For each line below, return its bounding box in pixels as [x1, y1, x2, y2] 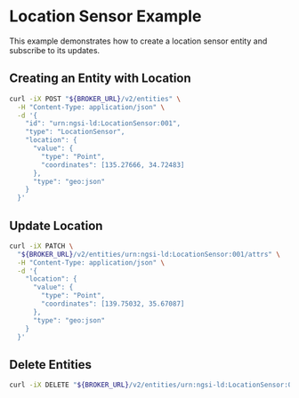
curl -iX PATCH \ [9, 242, 74, 251]
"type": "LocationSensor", [25, 127, 125, 137]
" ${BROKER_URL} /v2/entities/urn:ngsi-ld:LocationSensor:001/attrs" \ [17, 250, 280, 259]
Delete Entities [9, 357, 92, 372]
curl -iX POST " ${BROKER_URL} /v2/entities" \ [9, 94, 181, 103]
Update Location [9, 218, 103, 233]
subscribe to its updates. [9, 44, 101, 55]
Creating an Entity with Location [9, 71, 191, 86]
